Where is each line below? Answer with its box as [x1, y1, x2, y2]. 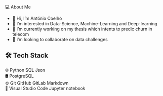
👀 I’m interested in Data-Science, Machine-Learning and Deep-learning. [12, 21, 159, 26]
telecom [12, 31, 29, 37]
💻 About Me [5, 4, 31, 10]
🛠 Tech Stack [5, 51, 48, 60]
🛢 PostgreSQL [5, 73, 34, 79]
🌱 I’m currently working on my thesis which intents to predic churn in [12, 26, 152, 32]
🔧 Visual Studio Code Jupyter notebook [5, 85, 85, 91]
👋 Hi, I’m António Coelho [12, 15, 62, 21]
